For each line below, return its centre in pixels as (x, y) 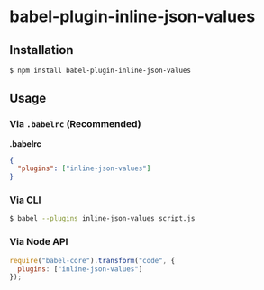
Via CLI (25, 200)
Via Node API (39, 242)
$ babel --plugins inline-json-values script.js (102, 219)
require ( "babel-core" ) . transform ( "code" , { (92, 260)
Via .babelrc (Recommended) (75, 124)
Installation (41, 50)
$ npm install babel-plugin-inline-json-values (100, 70)
